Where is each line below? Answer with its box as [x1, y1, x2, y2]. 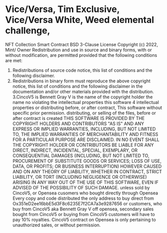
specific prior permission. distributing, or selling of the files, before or [12, 109, 156, 116]
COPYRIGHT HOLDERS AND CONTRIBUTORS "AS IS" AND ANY [12, 121, 144, 127]
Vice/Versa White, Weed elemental [5, 14, 154, 26]
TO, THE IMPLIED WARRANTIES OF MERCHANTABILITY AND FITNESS [12, 131, 158, 137]
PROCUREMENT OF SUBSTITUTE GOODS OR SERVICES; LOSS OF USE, [12, 158, 161, 164]
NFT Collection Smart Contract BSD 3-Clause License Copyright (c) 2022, [5, 41, 158, 47]
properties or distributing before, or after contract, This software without [12, 104, 162, 110]
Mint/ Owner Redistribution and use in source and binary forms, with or [5, 47, 152, 53]
